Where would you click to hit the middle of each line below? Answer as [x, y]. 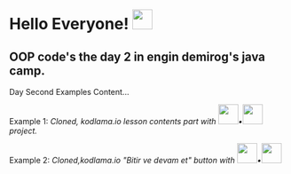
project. [24, 130]
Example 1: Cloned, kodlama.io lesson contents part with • [126, 121]
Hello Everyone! [69, 24]
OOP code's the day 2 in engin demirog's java [138, 56]
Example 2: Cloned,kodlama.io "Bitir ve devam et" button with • [135, 160]
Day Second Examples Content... [69, 92]
